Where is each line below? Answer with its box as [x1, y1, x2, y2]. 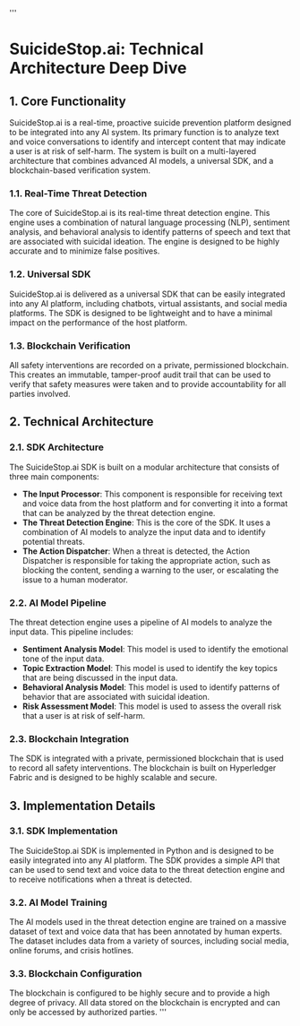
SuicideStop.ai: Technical [9, 39, 204, 59]
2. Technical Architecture [9, 414, 154, 429]
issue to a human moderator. [21, 573, 128, 585]
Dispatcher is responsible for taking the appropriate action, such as [21, 555, 271, 565]
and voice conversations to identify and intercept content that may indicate [9, 136, 287, 147]
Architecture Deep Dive [9, 58, 187, 79]
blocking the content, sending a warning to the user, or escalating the [21, 565, 279, 575]
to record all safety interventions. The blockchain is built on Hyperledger [9, 763, 277, 773]
